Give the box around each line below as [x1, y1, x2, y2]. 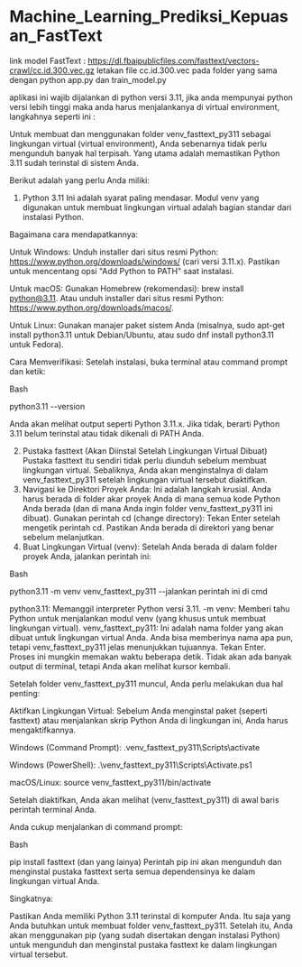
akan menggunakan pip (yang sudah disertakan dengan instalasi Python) [9, 929, 281, 940]
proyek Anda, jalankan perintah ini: [22, 550, 151, 561]
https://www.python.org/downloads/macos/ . [9, 302, 174, 313]
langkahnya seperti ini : [9, 111, 96, 122]
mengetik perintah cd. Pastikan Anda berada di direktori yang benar [22, 521, 275, 533]
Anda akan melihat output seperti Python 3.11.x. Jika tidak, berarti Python [9, 418, 280, 429]
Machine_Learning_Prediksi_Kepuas [9, 6, 288, 27]
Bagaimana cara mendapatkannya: [9, 228, 138, 240]
